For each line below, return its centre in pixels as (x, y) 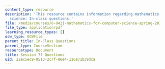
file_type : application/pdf (34, 28)
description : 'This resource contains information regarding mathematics (82, 14)
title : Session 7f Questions (35, 55)
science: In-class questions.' (41, 18)
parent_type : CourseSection (34, 46)
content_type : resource (29, 9)
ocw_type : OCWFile (24, 37)
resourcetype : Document (29, 50)
